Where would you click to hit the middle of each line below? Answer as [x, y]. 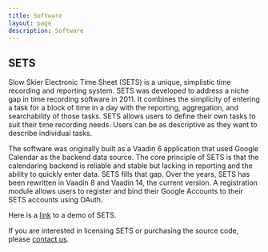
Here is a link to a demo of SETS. [62, 215]
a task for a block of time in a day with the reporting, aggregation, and [123, 108]
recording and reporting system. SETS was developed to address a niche [129, 91]
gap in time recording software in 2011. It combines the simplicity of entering [134, 99]
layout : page [30, 23]
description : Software [46, 30]
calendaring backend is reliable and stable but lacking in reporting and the [131, 166]
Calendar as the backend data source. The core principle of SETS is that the [134, 158]
